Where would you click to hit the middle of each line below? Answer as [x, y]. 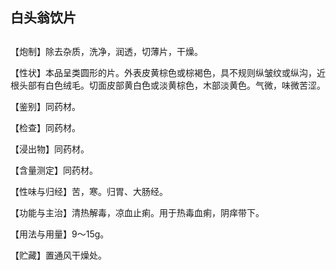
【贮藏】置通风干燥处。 [58, 255]
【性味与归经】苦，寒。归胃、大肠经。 [89, 191]
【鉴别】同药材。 [45, 106]
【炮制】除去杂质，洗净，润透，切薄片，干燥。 [106, 51]
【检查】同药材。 [45, 127]
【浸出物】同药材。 [50, 149]
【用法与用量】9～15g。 [60, 234]
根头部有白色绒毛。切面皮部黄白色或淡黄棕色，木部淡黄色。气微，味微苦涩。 [168, 85]
